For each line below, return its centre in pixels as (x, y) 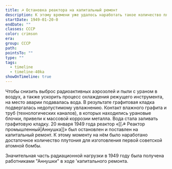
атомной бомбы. (24, 145)
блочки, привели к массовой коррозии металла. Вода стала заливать (82, 118)
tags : (11, 62)
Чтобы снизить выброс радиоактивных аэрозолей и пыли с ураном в (81, 91)
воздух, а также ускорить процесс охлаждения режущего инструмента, (84, 97)
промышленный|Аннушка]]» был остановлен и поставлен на (72, 129)
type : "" (15, 58)
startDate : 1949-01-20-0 (32, 19)
